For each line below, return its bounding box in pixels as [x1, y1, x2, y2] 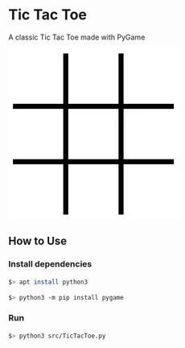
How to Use [8, 234, 68, 248]
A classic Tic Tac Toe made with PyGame [8, 32, 146, 42]
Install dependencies [8, 259, 92, 270]
